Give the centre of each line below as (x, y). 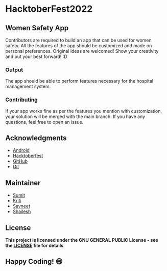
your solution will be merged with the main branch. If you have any (75, 117)
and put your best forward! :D (36, 56)
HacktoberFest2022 (49, 9)
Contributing (21, 100)
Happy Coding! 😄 (34, 262)
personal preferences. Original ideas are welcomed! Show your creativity (82, 51)
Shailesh (22, 211)
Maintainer (23, 183)
